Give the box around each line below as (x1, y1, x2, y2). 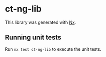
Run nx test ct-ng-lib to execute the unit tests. (5, 46, 102, 52)
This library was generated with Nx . (5, 19, 76, 25)
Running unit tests (5, 33, 61, 42)
